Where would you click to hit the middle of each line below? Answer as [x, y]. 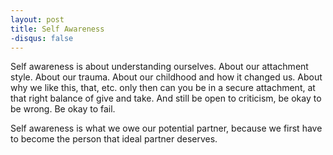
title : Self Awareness [57, 29]
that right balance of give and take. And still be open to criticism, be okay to [166, 98]
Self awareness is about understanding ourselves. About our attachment [159, 67]
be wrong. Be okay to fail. [63, 109]
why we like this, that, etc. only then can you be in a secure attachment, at [163, 88]
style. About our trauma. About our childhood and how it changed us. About [166, 77]
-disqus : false [42, 38]
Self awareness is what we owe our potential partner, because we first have [166, 128]
